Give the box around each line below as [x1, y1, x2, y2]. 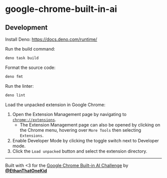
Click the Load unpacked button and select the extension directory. [12, 148, 148, 154]
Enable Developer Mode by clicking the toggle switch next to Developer [12, 137, 159, 143]
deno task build [5, 56, 39, 60]
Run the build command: [5, 46, 56, 52]
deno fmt [5, 74, 23, 79]
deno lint [5, 93, 26, 98]
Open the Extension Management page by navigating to [12, 111, 127, 117]
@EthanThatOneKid [5, 168, 47, 174]
